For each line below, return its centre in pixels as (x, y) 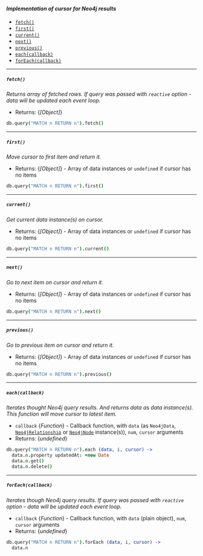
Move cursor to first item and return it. (54, 157)
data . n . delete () (32, 467)
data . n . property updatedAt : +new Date (61, 456)
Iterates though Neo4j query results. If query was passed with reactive (95, 500)
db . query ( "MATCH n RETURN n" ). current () (58, 249)
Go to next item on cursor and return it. (55, 282)
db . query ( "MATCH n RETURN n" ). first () (55, 186)
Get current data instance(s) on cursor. (55, 219)
